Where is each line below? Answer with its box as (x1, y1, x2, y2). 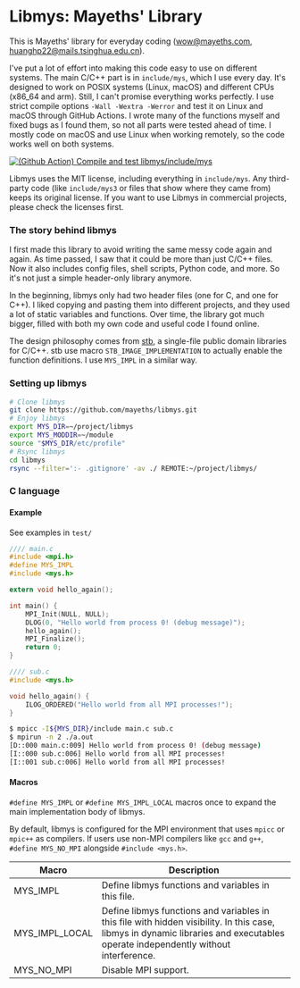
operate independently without (101, 938, 231, 950)
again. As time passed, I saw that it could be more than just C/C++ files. (9, 254, 273, 264)
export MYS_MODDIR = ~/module (9, 431, 114, 440)
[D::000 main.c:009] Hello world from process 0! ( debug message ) (9, 741, 262, 750)
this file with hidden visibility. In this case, (101, 916, 275, 928)
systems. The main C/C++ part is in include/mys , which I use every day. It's (9, 71, 286, 82)
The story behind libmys (9, 223, 118, 236)
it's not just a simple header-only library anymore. (9, 272, 192, 283)
